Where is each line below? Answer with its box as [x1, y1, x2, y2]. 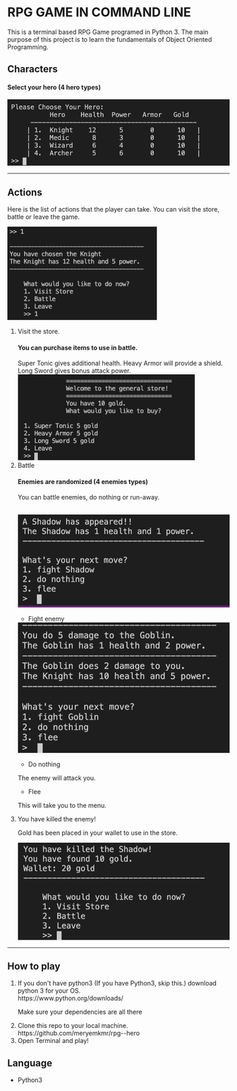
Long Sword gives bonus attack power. [17, 366, 132, 375]
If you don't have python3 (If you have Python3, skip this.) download [17, 979, 217, 988]
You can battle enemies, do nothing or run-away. [17, 493, 160, 502]
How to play [7, 960, 61, 972]
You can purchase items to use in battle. [17, 343, 138, 352]
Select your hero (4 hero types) [7, 83, 101, 91]
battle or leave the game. [7, 212, 80, 221]
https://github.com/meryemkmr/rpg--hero [17, 1029, 140, 1037]
